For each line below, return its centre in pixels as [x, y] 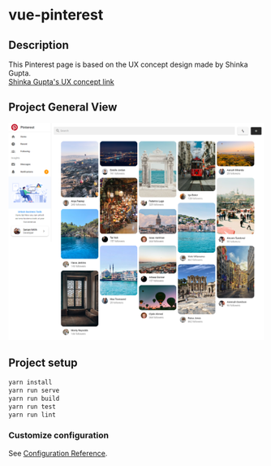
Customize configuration [59, 435]
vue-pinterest [56, 15]
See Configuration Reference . [58, 453]
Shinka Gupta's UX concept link [62, 82]
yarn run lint [32, 415]
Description [39, 45]
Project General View [63, 107]
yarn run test [32, 407]
